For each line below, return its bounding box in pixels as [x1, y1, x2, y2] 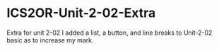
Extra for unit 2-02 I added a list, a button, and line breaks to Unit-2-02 [6, 28, 213, 37]
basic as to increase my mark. [6, 35, 94, 44]
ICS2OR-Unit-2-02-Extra [6, 5, 156, 21]
